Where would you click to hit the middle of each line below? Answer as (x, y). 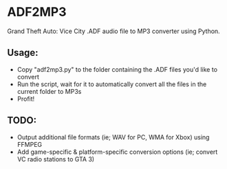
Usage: (23, 53)
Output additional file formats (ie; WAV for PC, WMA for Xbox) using (113, 137)
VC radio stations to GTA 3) (56, 159)
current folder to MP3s (49, 91)
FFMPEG (30, 144)
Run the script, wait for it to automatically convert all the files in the (112, 84)
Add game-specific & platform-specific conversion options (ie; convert (117, 152)
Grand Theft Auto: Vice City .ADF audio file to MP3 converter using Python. (113, 31)
